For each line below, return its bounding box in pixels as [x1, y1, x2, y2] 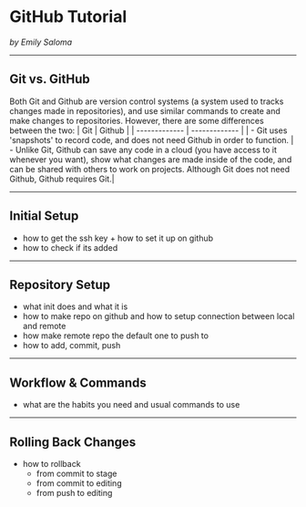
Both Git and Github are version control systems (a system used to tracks [9, 96, 284, 107]
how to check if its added [22, 242, 118, 253]
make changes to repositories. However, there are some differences [9, 115, 264, 126]
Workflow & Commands [9, 375, 148, 390]
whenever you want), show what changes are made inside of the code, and [9, 153, 292, 165]
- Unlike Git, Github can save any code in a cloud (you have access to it [9, 144, 278, 155]
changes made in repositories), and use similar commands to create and [9, 105, 280, 116]
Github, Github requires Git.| [9, 173, 116, 184]
